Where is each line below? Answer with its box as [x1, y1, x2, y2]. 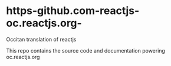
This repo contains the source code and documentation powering [6, 47, 165, 54]
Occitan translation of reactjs [6, 36, 77, 43]
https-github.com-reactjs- [6, 4, 140, 18]
